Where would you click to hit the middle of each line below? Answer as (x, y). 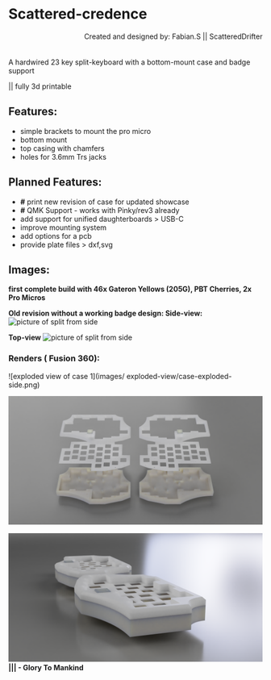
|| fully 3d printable (40, 86)
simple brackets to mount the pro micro (85, 131)
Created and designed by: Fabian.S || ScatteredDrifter (173, 36)
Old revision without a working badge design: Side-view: (106, 313)
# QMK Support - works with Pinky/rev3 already (100, 210)
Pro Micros (27, 298)
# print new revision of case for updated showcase (104, 202)
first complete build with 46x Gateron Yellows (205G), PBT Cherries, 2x (130, 289)
